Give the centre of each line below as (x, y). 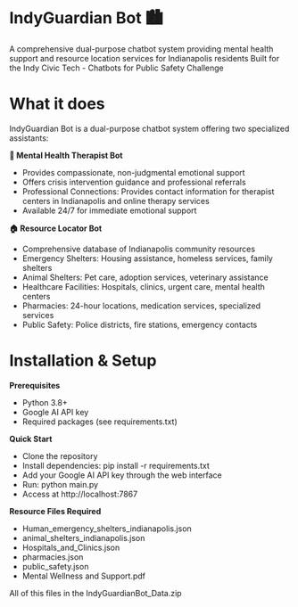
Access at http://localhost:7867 (80, 494)
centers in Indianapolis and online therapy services (116, 201)
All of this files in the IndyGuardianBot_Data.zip (95, 593)
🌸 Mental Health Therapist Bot (66, 155)
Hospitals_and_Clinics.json (71, 547)
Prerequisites (35, 385)
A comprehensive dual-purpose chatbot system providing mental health (141, 49)
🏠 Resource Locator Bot (56, 228)
